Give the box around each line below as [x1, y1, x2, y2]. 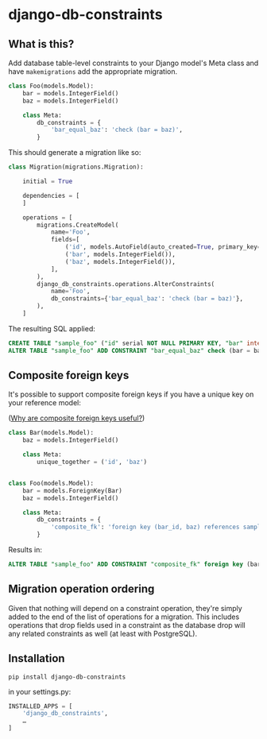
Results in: [8, 545, 42, 555]
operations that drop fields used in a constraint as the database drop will [8, 620, 246, 629]
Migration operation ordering [8, 582, 155, 596]
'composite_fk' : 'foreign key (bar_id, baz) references [50, 523, 240, 532]
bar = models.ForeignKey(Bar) [22, 486, 123, 494]
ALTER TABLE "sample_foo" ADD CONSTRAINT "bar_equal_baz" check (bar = [8, 346, 250, 354]
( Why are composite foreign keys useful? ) [8, 413, 145, 423]
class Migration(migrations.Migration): [8, 163, 145, 172]
